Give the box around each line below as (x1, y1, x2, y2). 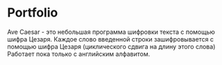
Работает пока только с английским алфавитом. (7, 50, 151, 58)
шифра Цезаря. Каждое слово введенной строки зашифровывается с (7, 35, 214, 43)
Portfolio (7, 5, 58, 21)
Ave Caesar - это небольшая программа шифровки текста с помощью (7, 28, 215, 36)
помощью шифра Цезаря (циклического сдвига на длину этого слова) (7, 42, 216, 50)
